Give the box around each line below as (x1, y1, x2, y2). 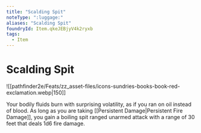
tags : (6, 31, 20, 37)
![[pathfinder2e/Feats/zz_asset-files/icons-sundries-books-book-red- (6, 82, 180, 90)
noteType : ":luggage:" (6, 14, 63, 20)
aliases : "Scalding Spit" (6, 20, 71, 26)
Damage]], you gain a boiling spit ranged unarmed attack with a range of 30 (6, 113, 195, 120)
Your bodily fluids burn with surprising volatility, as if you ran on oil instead (6, 101, 192, 108)
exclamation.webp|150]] (6, 88, 66, 96)
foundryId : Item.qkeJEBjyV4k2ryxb (6, 25, 94, 32)
